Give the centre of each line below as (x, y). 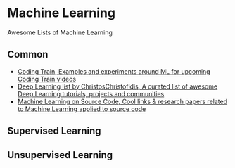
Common (28, 54)
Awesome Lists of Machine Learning (60, 32)
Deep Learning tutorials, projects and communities (91, 93)
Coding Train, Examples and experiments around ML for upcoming (114, 71)
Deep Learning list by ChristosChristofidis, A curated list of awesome (118, 86)
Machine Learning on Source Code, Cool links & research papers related (122, 101)
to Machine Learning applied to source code (82, 109)
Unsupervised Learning (60, 155)
